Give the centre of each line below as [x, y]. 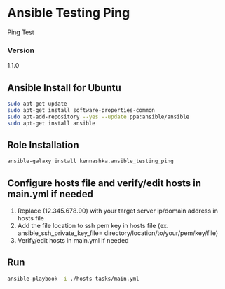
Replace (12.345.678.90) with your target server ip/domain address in [118, 211]
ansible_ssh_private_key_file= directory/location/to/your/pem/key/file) [118, 233]
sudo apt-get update [37, 104]
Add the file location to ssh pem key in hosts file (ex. [93, 226]
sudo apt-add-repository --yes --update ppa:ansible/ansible [98, 117]
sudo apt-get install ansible [52, 123]
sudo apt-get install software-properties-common [81, 110]
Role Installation [43, 145]
